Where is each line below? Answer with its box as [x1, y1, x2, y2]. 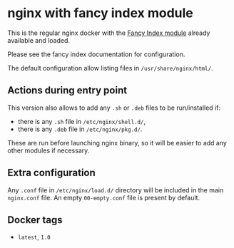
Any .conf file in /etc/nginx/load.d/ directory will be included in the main [7, 185, 224, 194]
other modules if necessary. [7, 146, 90, 155]
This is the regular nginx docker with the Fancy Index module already [7, 29, 210, 37]
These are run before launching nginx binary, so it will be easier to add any [7, 138, 227, 147]
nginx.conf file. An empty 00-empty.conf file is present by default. [7, 193, 200, 202]
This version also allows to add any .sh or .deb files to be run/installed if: [7, 103, 221, 112]
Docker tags [7, 214, 63, 226]
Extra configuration [7, 167, 96, 179]
